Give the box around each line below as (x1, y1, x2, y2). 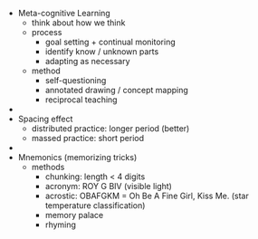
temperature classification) (44, 200, 146, 211)
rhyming (44, 219, 77, 230)
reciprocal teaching (44, 94, 118, 105)
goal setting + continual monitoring (44, 36, 176, 47)
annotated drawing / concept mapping (44, 85, 188, 95)
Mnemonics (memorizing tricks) (17, 152, 138, 162)
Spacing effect (17, 113, 73, 124)
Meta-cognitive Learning (17, 8, 110, 18)
